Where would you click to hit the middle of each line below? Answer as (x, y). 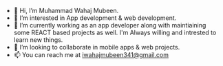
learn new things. (38, 40)
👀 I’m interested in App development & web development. (95, 18)
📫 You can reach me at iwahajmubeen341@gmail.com (91, 55)
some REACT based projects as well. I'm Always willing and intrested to (115, 32)
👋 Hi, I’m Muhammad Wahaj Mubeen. (66, 11)
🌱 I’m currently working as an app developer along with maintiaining (110, 25)
